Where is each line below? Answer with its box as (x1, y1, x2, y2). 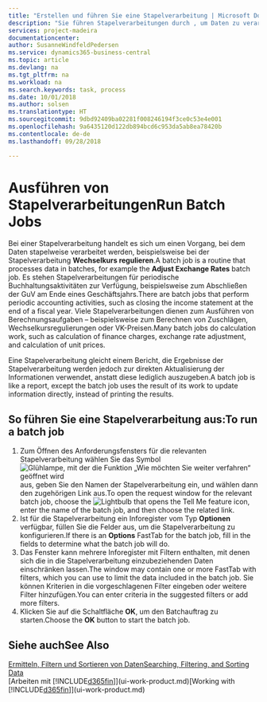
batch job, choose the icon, (19, 497, 250, 506)
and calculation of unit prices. (8, 340, 106, 350)
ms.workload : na (8, 78, 62, 86)
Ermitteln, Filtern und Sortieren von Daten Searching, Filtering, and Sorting (8, 660, 250, 669)
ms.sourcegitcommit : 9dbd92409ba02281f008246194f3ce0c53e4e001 (8, 115, 222, 123)
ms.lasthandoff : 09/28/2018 (8, 137, 102, 146)
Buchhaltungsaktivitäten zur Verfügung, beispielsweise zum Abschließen (8, 281, 248, 291)
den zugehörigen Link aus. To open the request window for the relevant (19, 489, 253, 498)
